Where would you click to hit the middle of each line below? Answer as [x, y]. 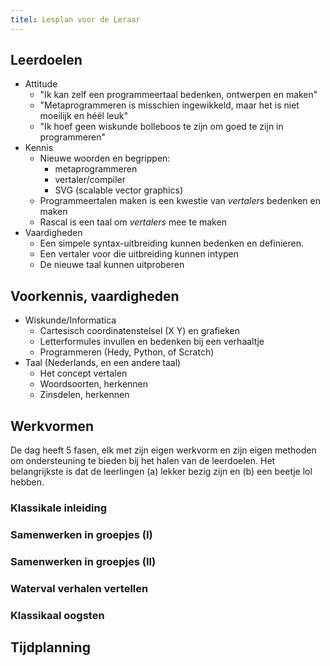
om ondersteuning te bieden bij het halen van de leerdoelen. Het [143, 461]
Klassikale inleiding [58, 508]
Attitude [41, 84]
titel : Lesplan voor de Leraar [75, 19]
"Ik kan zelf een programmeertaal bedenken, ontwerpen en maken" [178, 95]
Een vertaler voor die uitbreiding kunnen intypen [139, 254]
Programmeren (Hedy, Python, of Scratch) [127, 352]
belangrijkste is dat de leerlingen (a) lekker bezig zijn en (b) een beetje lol [161, 472]
